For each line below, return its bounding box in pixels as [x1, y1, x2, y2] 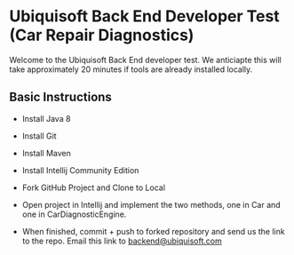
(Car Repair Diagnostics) [9, 25, 195, 45]
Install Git [21, 131, 57, 141]
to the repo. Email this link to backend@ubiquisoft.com [21, 235, 222, 246]
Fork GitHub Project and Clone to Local [21, 182, 166, 193]
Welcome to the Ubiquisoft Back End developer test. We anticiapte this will [9, 54, 282, 65]
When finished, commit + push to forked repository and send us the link [21, 226, 286, 236]
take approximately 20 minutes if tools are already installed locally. [9, 64, 253, 75]
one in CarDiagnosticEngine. [21, 209, 127, 219]
